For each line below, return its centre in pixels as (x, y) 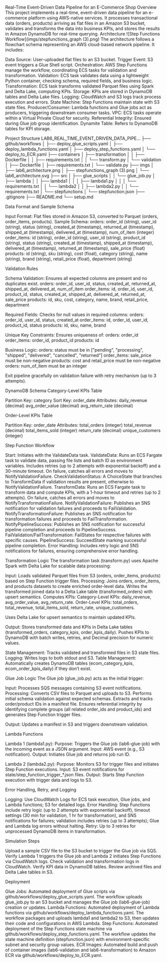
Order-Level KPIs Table (29, 415)
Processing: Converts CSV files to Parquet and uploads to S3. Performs (79, 693)
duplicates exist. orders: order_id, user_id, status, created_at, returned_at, (81, 283)
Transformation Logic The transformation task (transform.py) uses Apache (82, 561)
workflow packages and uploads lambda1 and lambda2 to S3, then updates (82, 918)
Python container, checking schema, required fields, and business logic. (79, 81)
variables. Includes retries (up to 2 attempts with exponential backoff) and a (83, 466)
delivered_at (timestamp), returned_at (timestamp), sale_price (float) (75, 248)
